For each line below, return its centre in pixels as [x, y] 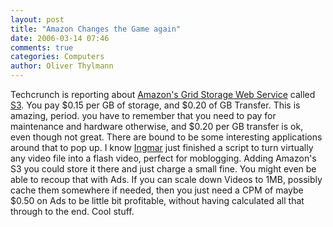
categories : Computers [57, 57]
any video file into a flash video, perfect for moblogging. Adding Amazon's [163, 158]
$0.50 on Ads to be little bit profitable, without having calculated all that [157, 200]
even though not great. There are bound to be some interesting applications [166, 137]
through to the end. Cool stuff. [72, 211]
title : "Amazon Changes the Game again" [96, 29]
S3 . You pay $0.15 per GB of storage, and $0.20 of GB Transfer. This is [155, 105]
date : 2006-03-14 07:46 [60, 38]
